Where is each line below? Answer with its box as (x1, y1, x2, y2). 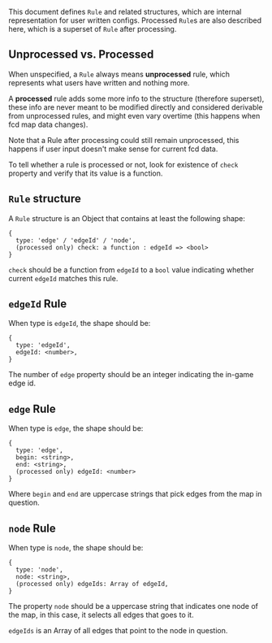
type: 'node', (15, 566, 63, 574)
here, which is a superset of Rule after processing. (8, 24, 177, 33)
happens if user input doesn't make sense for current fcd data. (8, 144, 218, 154)
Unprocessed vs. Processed (8, 48, 154, 62)
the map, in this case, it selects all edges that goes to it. (8, 610, 194, 620)
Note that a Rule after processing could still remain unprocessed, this (8, 135, 240, 145)
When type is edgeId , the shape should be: (8, 319, 151, 328)
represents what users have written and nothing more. (8, 77, 190, 88)
